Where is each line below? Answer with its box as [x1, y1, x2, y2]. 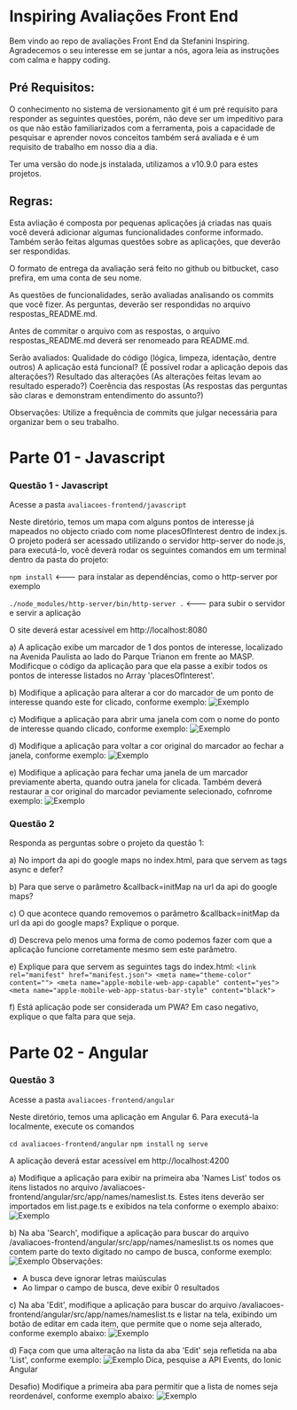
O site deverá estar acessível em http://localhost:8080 [9, 625, 208, 635]
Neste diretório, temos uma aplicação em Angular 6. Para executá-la [9, 1111, 259, 1122]
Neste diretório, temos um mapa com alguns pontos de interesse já [9, 516, 254, 527]
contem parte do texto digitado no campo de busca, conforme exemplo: [9, 1246, 272, 1256]
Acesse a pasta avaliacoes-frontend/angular [9, 1094, 176, 1105]
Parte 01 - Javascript [9, 447, 166, 468]
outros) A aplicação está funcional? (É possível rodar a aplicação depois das [9, 361, 288, 372]
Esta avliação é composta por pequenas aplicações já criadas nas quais [9, 217, 272, 228]
